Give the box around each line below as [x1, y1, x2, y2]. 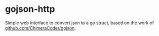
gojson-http [5, 3, 55, 15]
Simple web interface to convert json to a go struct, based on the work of [5, 20, 154, 26]
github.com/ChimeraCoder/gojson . [5, 25, 76, 31]
